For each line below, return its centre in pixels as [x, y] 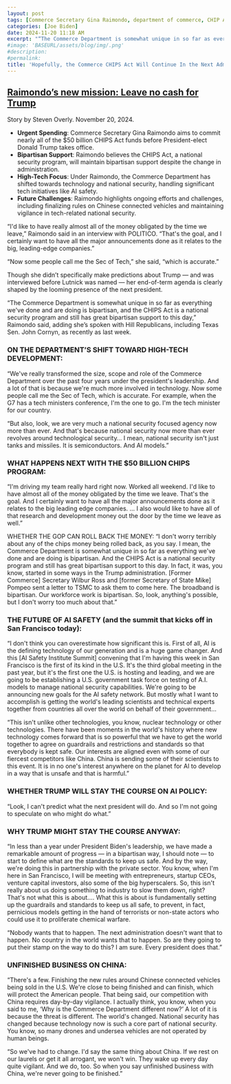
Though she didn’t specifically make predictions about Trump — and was [111, 275]
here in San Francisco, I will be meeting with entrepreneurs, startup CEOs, [112, 875]
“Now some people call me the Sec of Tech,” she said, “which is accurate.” [113, 262]
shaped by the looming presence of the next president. [85, 290]
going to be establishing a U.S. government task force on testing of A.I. [108, 680]
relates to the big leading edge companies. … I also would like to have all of [113, 508]
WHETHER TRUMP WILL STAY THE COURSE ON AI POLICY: [107, 791]
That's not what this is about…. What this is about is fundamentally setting [112, 897]
